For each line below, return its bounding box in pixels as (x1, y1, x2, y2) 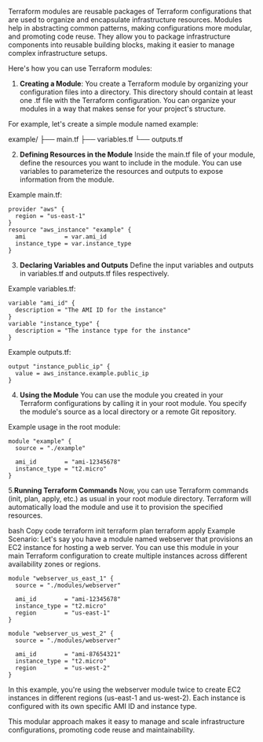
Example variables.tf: (8, 284, 76, 293)
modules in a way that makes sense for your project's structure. (19, 104, 226, 113)
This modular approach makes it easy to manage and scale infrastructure (8, 717, 245, 726)
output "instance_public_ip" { (8, 363, 111, 371)
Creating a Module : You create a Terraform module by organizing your (19, 79, 249, 88)
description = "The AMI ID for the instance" (15, 306, 167, 314)
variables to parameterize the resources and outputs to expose (19, 167, 224, 175)
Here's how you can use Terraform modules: (8, 64, 153, 73)
